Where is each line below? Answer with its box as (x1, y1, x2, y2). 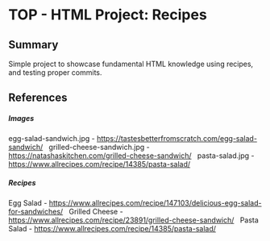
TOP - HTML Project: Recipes (8, 6, 207, 24)
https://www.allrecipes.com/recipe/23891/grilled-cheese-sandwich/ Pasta (8, 215, 260, 225)
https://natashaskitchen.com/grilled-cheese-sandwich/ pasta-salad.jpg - (8, 151, 255, 160)
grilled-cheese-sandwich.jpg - (48, 143, 151, 152)
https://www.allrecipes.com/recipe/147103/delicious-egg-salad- (48, 198, 262, 208)
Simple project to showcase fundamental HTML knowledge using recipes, (8, 59, 254, 69)
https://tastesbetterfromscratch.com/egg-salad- (96, 134, 258, 143)
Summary (8, 38, 59, 52)
